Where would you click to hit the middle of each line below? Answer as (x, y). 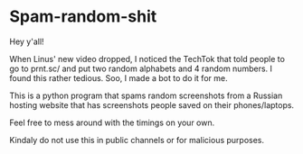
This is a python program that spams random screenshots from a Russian (146, 95)
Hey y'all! (27, 41)
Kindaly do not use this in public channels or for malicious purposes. (137, 140)
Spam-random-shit (83, 17)
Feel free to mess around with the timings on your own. (112, 122)
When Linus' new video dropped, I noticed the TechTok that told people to (147, 59)
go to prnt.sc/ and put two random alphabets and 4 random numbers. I (141, 68)
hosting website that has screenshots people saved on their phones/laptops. (152, 104)
